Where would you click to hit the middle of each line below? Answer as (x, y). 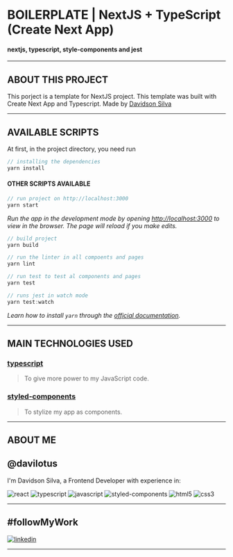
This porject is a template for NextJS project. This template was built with (112, 97)
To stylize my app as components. (73, 412)
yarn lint (21, 264)
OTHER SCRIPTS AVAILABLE (49, 184)
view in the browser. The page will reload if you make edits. (92, 225)
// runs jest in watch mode (48, 296)
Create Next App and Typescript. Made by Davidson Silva (89, 104)
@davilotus (32, 463)
